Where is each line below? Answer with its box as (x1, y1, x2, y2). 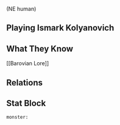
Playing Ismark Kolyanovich (6, 23, 115, 33)
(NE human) (6, 5, 37, 12)
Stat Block (6, 98, 46, 109)
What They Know (6, 43, 74, 54)
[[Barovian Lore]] (6, 60, 49, 67)
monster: (6, 114, 29, 121)
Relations (6, 77, 43, 88)
